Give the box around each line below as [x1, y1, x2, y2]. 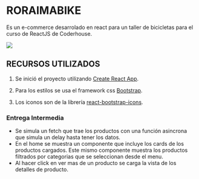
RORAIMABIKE [6, 4, 82, 18]
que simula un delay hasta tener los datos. [15, 134, 121, 141]
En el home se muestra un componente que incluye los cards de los [15, 140, 184, 148]
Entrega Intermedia [6, 113, 64, 122]
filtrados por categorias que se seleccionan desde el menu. [15, 153, 163, 160]
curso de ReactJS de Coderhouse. [6, 30, 93, 37]
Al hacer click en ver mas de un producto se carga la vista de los [15, 160, 177, 167]
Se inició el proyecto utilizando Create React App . [15, 75, 139, 82]
